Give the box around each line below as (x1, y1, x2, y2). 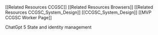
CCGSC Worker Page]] (5, 15, 52, 20)
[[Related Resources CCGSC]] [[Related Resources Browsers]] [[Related (5, 4, 154, 10)
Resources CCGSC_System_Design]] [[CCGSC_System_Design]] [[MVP (5, 9, 152, 15)
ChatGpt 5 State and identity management (5, 24, 92, 30)
